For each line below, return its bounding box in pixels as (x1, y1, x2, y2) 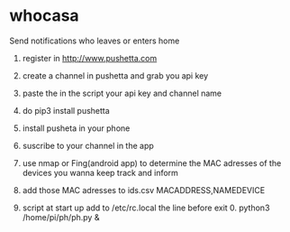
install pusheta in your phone (22, 123, 131, 134)
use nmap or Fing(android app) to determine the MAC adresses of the (22, 157, 282, 168)
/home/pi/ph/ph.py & (22, 211, 100, 222)
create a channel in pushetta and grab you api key (22, 70, 209, 81)
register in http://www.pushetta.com (22, 52, 158, 63)
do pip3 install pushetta (22, 105, 110, 116)
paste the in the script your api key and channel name (22, 88, 222, 98)
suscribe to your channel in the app (22, 140, 155, 151)
